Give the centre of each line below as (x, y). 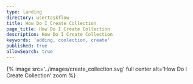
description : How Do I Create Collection (60, 35)
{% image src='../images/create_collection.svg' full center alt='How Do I (97, 69)
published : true (27, 46)
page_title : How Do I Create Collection (58, 29)
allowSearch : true (30, 52)
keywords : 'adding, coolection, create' (58, 40)
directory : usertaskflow (38, 18)
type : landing (24, 12)
